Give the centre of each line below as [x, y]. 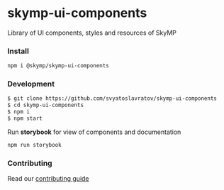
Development [31, 84]
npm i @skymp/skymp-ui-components [58, 66]
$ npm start [25, 118]
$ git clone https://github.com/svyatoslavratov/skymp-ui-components [112, 99]
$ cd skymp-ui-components [45, 105]
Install [18, 51]
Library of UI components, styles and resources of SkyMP [92, 33]
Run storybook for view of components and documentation [94, 132]
